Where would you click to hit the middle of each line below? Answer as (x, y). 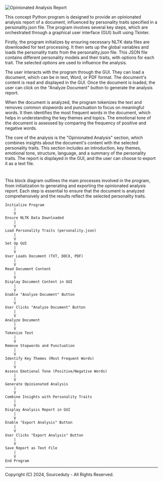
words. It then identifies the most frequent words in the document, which (78, 113)
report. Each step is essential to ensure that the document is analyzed (75, 191)
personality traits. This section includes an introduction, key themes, (73, 148)
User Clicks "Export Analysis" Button (44, 435)
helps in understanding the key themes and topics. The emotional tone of (78, 118)
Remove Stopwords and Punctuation (40, 346)
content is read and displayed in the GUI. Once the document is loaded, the (80, 82)
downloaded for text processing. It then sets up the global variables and (77, 47)
